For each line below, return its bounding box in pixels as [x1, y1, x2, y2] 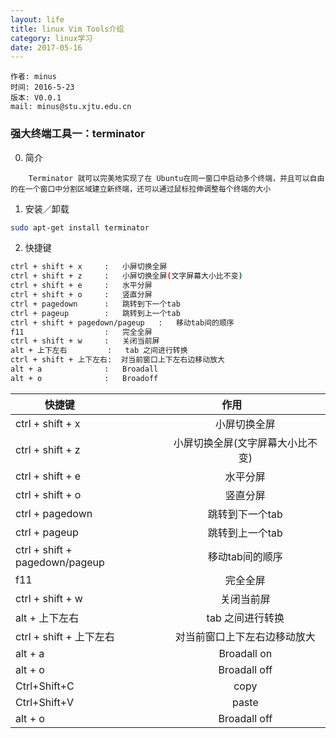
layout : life [10, 14, 65, 25]
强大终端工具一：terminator [10, 127, 145, 141]
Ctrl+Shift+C [15, 679, 75, 693]
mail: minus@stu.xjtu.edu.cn [10, 102, 132, 112]
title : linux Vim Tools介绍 [10, 24, 125, 34]
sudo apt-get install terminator [10, 222, 150, 233]
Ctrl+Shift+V [15, 695, 75, 709]
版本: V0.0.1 [10, 93, 62, 103]
